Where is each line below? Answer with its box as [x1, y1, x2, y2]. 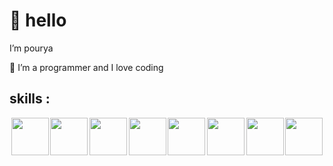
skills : [9, 90, 51, 108]
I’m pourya [9, 42, 54, 54]
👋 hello [9, 9, 67, 32]
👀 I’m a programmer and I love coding [9, 61, 164, 73]
